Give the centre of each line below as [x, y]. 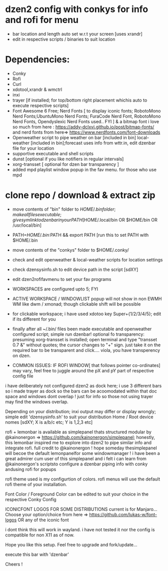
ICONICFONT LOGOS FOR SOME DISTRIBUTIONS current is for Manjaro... [81, 509]
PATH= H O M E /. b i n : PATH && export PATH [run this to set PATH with [80, 235]
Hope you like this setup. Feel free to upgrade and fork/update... [71, 544]
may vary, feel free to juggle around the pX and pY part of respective [83, 370]
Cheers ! [14, 564]
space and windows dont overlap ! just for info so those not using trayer [79, 396]
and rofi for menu [42, 20]
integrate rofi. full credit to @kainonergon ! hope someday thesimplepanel [81, 448]
